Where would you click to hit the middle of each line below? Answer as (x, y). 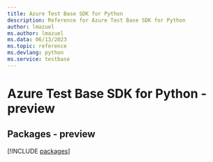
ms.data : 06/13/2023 (37, 40)
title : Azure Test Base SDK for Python (65, 14)
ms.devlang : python (36, 53)
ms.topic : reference (37, 46)
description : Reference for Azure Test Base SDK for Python (97, 20)
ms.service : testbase (39, 59)
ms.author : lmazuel (36, 33)
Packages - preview (51, 134)
